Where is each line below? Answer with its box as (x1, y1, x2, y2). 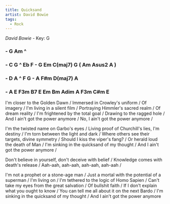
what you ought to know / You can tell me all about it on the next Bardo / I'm (5, 188, 163, 194)
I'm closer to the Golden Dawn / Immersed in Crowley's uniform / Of (5, 100, 147, 106)
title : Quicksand (5, 7, 42, 13)
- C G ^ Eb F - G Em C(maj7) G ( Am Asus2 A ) (5, 61, 116, 69)
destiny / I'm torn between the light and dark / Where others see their (5, 131, 150, 137)
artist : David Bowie (5, 12, 49, 17)
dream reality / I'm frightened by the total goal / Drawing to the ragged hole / (5, 110, 165, 116)
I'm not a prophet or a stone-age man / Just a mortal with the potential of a (5, 172, 161, 178)
